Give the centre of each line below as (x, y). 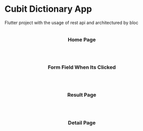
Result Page (82, 95)
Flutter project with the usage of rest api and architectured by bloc (71, 23)
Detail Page (82, 123)
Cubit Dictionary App (48, 9)
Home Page (82, 39)
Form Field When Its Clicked (82, 67)
